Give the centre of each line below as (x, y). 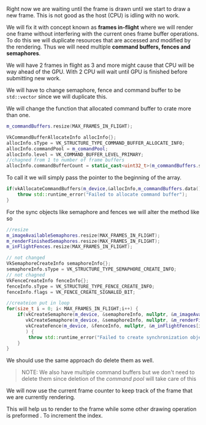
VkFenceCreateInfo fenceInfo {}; (48, 281)
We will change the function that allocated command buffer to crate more (99, 109)
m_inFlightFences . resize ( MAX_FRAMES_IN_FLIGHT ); (70, 247)
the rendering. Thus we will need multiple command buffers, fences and (99, 47)
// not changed (26, 258)
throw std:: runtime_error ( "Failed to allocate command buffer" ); (103, 194)
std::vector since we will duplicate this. (57, 97)
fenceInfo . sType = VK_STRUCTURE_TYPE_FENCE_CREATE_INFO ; (81, 286)
